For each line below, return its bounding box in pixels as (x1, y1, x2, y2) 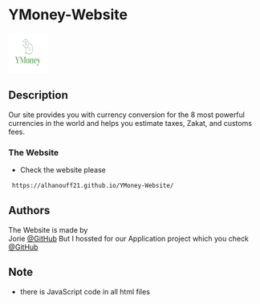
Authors (8, 204, 51, 217)
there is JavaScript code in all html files (19, 286, 151, 296)
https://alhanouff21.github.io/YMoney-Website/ (11, 182, 174, 190)
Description (8, 88, 68, 102)
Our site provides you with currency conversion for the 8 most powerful (8, 110, 245, 120)
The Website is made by (8, 225, 88, 234)
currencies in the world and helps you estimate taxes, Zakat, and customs (8, 118, 253, 128)
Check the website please (19, 165, 106, 175)
